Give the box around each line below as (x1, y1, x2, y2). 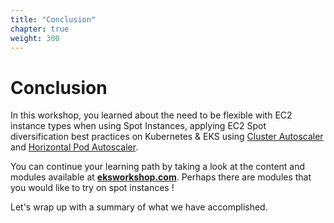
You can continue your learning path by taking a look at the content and (10, 161, 306, 173)
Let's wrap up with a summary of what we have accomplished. (10, 201, 268, 213)
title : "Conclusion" (10, 14, 97, 25)
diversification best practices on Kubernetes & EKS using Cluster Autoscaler (10, 131, 324, 143)
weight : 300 (10, 33, 60, 43)
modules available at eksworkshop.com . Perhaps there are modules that (10, 171, 312, 183)
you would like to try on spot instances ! (10, 182, 175, 194)
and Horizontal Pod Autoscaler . (10, 141, 139, 153)
